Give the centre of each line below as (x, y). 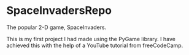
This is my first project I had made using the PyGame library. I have (91, 39)
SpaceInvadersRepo (59, 11)
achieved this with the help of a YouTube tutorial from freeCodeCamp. (95, 45)
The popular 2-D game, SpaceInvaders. (56, 27)
